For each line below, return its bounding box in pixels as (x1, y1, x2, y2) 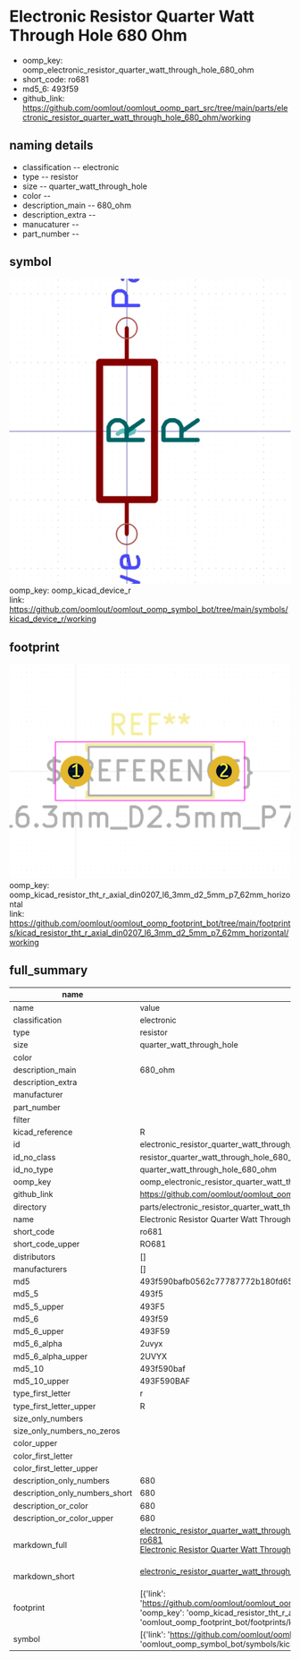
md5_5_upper (12, 1301, 64, 1312)
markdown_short (12, 1570, 75, 1581)
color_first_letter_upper (12, 1462, 98, 1474)
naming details (9, 138, 94, 153)
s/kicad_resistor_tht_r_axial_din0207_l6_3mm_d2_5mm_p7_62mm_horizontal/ (9, 928, 289, 938)
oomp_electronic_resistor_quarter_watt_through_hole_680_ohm (21, 64, 254, 75)
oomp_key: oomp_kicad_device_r (9, 585, 132, 596)
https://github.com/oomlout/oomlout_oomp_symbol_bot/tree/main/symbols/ (9, 604, 288, 615)
